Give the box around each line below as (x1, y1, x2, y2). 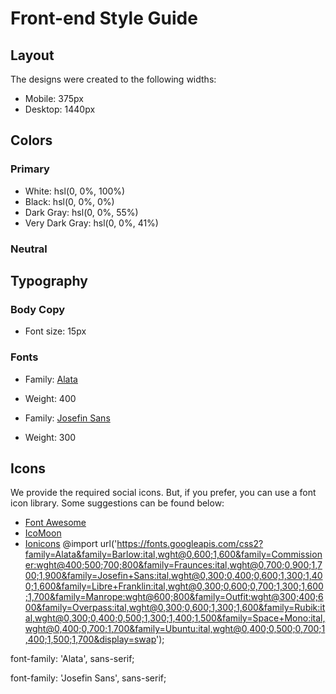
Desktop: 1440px (24, 103, 96, 115)
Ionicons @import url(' (24, 538, 118, 550)
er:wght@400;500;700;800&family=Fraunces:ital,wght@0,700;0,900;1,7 (24, 559, 323, 571)
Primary (10, 162, 50, 176)
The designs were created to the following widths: (10, 73, 217, 85)
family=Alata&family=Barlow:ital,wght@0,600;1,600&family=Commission (24, 548, 323, 561)
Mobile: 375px (24, 93, 84, 104)
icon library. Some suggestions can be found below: (10, 497, 225, 509)
